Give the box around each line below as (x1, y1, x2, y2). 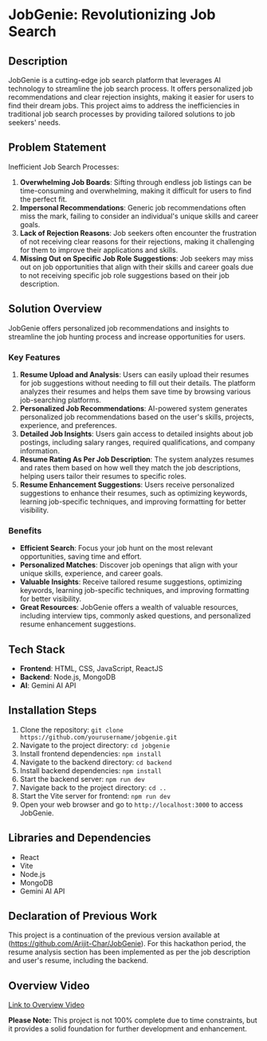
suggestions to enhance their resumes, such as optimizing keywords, (19, 488, 248, 497)
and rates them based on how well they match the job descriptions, (19, 462, 241, 472)
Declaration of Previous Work (8, 909, 158, 923)
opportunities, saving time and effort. (19, 552, 142, 561)
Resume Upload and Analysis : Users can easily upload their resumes (19, 369, 249, 379)
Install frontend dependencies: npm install (19, 748, 162, 758)
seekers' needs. (8, 118, 61, 127)
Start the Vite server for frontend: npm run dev (19, 791, 171, 800)
